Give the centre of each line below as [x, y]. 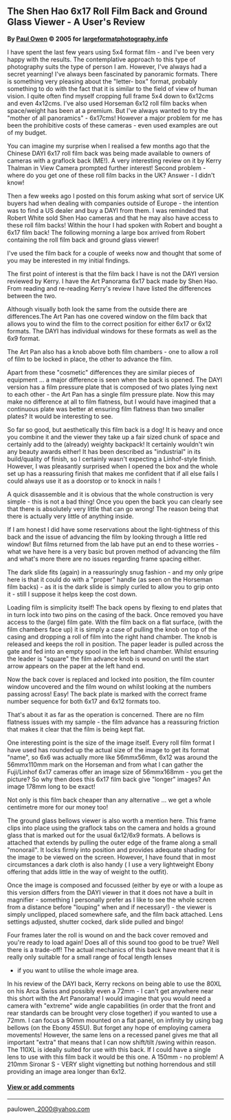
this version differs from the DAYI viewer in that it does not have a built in [110, 892]
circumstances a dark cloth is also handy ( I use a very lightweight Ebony [111, 864]
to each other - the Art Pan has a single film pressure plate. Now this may [111, 394]
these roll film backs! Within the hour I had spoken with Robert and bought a [115, 225]
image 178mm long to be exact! [51, 786]
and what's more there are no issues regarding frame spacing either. [104, 559]
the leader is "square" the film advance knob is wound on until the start [108, 658]
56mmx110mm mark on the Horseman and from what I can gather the [105, 765]
